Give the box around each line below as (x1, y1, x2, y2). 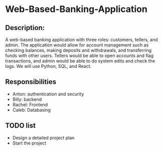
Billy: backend (12, 96, 42, 102)
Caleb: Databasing (12, 106, 51, 113)
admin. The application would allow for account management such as (5, 42, 149, 48)
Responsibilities (5, 77, 57, 86)
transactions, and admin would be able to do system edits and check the (5, 58, 155, 63)
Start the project (12, 140, 47, 146)
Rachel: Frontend (12, 101, 48, 107)
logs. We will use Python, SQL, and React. (5, 63, 92, 69)
